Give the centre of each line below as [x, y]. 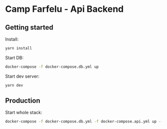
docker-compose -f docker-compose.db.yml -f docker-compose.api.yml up [81, 122]
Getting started [29, 27]
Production [23, 101]
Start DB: [14, 57]
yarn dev [14, 85]
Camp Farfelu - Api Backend [64, 9]
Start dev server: [22, 76]
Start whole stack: [24, 113]
